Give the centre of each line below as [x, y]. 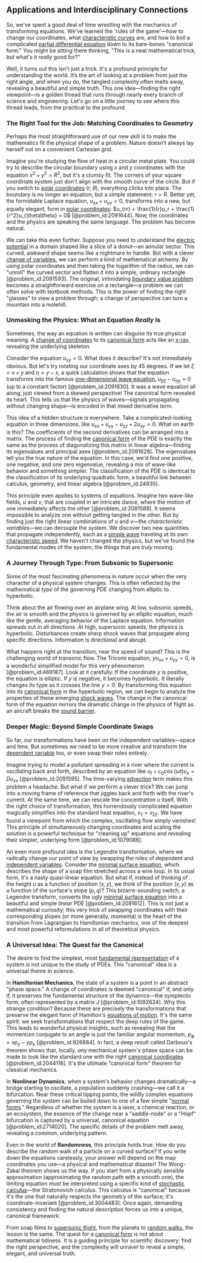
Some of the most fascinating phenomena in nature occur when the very [97, 576]
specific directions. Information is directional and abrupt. [77, 640]
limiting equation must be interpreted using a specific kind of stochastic [96, 1183]
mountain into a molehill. [37, 304]
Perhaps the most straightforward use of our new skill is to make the [91, 137]
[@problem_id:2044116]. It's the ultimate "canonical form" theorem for [94, 1063]
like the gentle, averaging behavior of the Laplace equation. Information [95, 620]
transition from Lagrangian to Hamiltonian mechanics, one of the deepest [97, 923]
